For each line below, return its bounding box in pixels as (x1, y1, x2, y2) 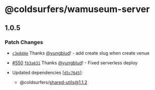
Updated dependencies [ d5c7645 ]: (12, 69, 83, 75)
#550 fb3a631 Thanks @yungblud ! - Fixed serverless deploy (12, 59, 138, 66)
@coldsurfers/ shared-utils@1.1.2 (19, 79, 88, 85)
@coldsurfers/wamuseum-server (5, 4, 150, 15)
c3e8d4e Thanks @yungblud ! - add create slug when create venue (12, 50, 150, 56)
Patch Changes (5, 39, 44, 46)
